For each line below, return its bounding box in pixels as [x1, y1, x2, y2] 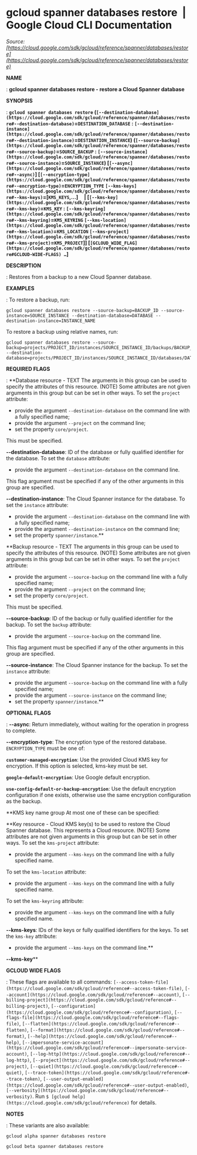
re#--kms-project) [6, 240, 51, 246]
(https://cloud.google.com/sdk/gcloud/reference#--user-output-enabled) [6, 1082, 188, 1088]
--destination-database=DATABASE [71, 313, 154, 318]
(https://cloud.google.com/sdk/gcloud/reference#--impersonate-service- [6, 1045, 188, 1051]
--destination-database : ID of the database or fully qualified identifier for [6, 448, 184, 456]
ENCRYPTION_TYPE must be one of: [6, 745, 85, 752]
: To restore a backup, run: [6, 296, 70, 303]
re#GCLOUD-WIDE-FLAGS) [6, 251, 62, 257]
